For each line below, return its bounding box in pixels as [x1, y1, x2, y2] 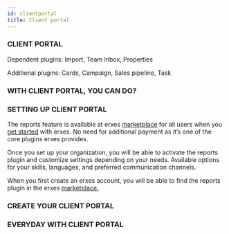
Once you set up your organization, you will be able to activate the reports [7, 148, 218, 156]
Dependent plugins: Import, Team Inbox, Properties [7, 55, 154, 63]
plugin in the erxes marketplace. [7, 184, 99, 192]
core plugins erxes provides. [7, 135, 89, 143]
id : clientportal [7, 10, 57, 17]
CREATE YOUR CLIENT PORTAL [7, 201, 114, 210]
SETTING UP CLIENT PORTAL [7, 105, 107, 114]
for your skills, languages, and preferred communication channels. [7, 163, 196, 172]
